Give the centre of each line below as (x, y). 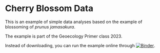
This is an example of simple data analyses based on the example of (74, 22)
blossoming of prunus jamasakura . (40, 26)
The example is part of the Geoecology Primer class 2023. (64, 36)
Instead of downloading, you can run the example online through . (80, 45)
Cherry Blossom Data (49, 8)
